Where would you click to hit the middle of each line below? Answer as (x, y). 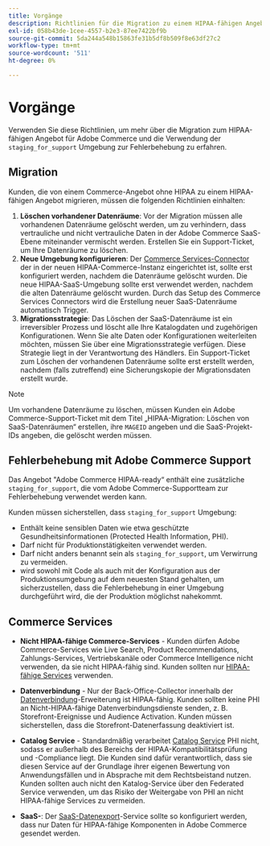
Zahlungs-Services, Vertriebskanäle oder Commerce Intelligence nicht (137, 658)
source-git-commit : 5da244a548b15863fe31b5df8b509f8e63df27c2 (115, 38)
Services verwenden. (78, 675)
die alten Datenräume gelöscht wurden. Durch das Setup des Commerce (140, 293)
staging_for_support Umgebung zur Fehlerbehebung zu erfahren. (118, 147)
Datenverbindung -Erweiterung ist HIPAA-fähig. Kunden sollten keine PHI (139, 699)
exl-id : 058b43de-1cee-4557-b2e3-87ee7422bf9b (88, 31)
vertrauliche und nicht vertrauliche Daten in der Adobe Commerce (129, 233)
